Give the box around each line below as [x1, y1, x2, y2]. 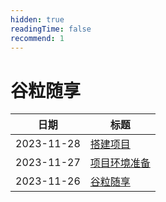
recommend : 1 [10, 33, 65, 43]
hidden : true [10, 14, 65, 25]
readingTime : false [10, 24, 92, 34]
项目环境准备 [89, 156, 151, 170]
